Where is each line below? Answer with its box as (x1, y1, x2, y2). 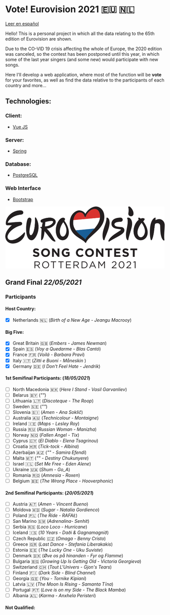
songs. (5, 62, 20, 68)
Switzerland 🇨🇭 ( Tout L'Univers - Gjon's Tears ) (12, 564, 112, 570)
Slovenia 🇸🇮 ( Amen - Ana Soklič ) (12, 409, 83, 415)
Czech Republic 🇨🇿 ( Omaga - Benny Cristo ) (12, 535, 106, 542)
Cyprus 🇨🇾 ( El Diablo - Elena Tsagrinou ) (12, 438, 99, 444)
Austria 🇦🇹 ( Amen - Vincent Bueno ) (12, 501, 89, 507)
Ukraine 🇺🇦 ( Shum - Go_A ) (12, 466, 70, 472)
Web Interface (5, 185, 41, 192)
